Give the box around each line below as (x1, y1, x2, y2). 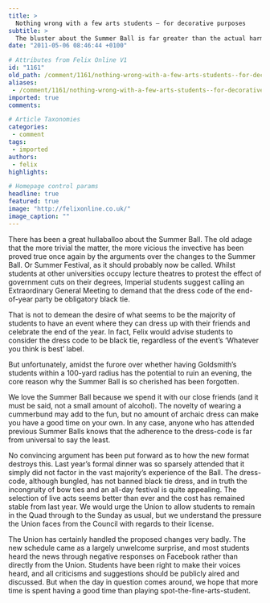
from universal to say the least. (8, 435, 111, 445)
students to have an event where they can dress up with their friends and (8, 318, 251, 328)
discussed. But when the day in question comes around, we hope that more (8, 576, 259, 587)
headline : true (8, 190, 59, 198)
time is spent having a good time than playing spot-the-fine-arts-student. (8, 585, 252, 595)
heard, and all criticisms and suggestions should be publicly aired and (8, 568, 239, 578)
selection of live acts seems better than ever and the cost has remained (8, 493, 245, 503)
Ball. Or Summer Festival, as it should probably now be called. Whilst (8, 260, 235, 269)
